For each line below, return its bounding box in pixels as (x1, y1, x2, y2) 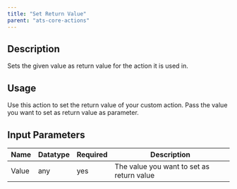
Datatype (37, 150, 71, 159)
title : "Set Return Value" (7, 10, 87, 18)
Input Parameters (7, 128, 85, 141)
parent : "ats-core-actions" (7, 17, 90, 24)
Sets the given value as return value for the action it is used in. (7, 61, 189, 71)
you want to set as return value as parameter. (7, 109, 139, 117)
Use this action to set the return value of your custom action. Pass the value (7, 101, 228, 109)
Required (76, 150, 108, 159)
